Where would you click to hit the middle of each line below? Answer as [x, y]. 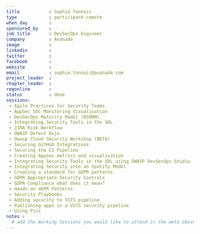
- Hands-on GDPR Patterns [41, 189]
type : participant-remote [54, 17]
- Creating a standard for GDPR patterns [61, 172]
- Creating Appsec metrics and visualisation [66, 155]
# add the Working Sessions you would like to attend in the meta [96, 222]
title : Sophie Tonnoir [49, 12]
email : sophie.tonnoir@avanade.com [65, 73]
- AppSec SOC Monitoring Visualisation [58, 111]
